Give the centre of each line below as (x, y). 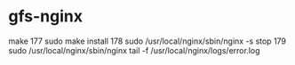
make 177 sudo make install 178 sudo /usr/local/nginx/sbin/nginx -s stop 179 (147, 41)
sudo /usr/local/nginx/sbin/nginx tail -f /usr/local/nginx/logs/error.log (134, 50)
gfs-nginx (46, 16)
